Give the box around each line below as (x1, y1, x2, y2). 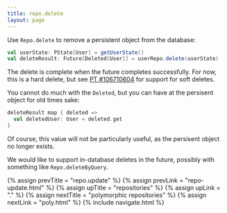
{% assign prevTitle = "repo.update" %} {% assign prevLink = (7, 176, 184, 184)
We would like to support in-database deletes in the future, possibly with (7, 155, 215, 163)
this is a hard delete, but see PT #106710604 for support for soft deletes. (7, 75, 215, 84)
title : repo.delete (7, 10, 64, 17)
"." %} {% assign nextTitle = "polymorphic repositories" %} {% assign (7, 191, 207, 199)
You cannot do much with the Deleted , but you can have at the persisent (7, 89, 214, 97)
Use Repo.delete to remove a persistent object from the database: (7, 35, 196, 44)
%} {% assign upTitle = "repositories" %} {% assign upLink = (45, 183, 221, 192)
